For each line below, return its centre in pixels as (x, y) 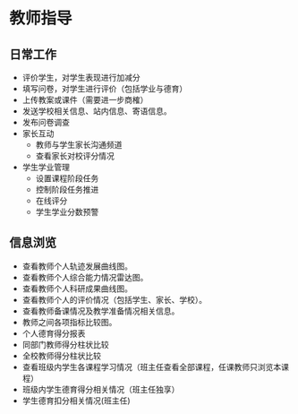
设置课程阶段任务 (67, 178)
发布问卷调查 (46, 122)
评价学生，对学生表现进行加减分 (81, 78)
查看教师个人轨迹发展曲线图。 (77, 266)
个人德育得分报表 (54, 333)
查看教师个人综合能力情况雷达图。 (85, 277)
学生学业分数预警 (67, 212)
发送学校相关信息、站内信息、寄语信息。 (97, 111)
